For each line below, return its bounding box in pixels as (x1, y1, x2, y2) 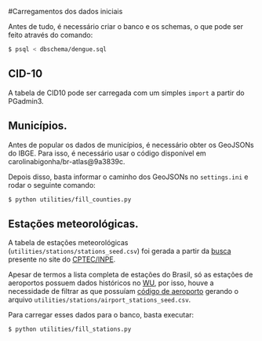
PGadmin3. (8, 96, 45, 105)
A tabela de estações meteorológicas (8, 238, 129, 247)
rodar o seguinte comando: (8, 180, 96, 189)
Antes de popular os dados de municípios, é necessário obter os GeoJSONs (8, 140, 254, 149)
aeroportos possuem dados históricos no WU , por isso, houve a (8, 278, 214, 288)
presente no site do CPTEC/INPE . (8, 255, 116, 264)
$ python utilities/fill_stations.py (8, 325, 132, 333)
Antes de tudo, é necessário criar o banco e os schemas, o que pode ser (8, 22, 244, 31)
